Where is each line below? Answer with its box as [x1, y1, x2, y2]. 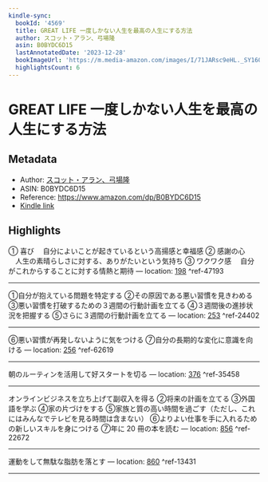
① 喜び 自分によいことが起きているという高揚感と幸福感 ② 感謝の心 [8, 246, 246, 255]
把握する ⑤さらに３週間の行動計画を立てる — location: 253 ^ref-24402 [22, 310, 260, 320]
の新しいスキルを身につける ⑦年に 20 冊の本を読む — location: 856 [8, 424, 234, 433]
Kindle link [19, 200, 54, 210]
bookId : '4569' [15, 19, 66, 27]
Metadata [8, 152, 57, 166]
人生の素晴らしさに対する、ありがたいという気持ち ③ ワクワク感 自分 [14, 256, 255, 266]
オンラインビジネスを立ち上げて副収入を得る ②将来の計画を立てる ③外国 [8, 393, 255, 403]
